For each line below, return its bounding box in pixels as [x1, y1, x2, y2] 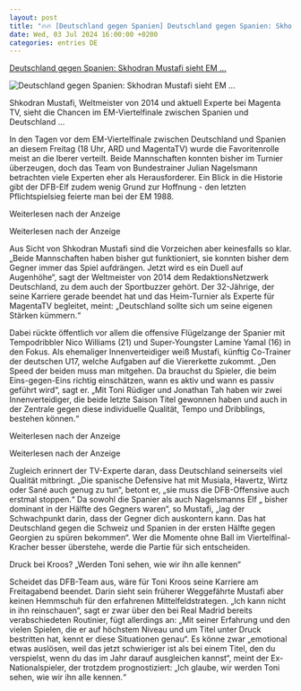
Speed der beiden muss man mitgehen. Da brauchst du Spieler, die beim [9, 365, 277, 377]
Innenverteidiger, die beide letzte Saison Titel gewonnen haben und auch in [9, 394, 288, 405]
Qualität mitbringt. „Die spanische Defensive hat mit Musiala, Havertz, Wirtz [9, 475, 288, 485]
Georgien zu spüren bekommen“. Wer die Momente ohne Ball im [9, 532, 245, 543]
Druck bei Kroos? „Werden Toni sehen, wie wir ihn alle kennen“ [9, 559, 242, 570]
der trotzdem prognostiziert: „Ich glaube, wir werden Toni [68, 662, 280, 673]
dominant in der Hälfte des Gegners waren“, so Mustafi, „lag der [9, 503, 245, 514]
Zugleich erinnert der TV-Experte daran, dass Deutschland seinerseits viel [9, 466, 283, 477]
